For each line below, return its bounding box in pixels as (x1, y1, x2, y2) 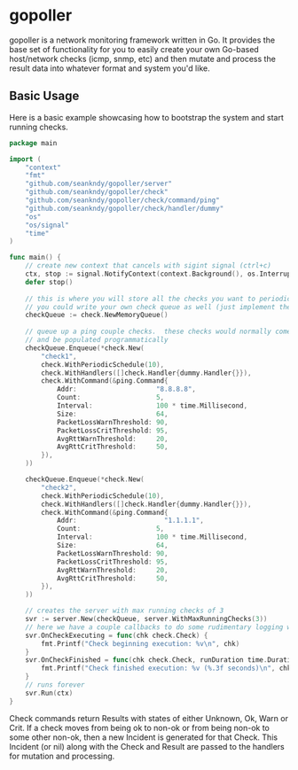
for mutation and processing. (9, 751, 115, 761)
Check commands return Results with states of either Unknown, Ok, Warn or (9, 712, 288, 723)
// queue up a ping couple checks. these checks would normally (25, 327, 272, 337)
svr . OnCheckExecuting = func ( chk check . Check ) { (25, 631, 208, 640)
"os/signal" (25, 221, 69, 229)
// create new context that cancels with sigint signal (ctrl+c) (25, 261, 272, 270)
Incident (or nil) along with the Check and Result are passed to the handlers (9, 741, 286, 751)
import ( (9, 154, 42, 164)
